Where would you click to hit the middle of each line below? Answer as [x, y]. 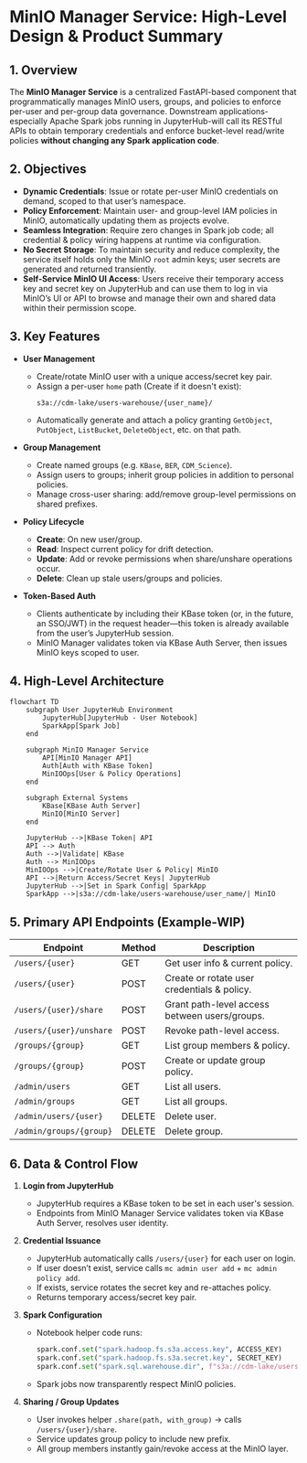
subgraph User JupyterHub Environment [100, 710]
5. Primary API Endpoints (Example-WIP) [127, 922]
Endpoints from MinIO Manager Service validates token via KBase [160, 1213]
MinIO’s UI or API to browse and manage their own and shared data [149, 298]
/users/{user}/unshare [63, 1031]
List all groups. [196, 1102]
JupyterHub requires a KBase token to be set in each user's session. [165, 1203]
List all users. [193, 1087]
